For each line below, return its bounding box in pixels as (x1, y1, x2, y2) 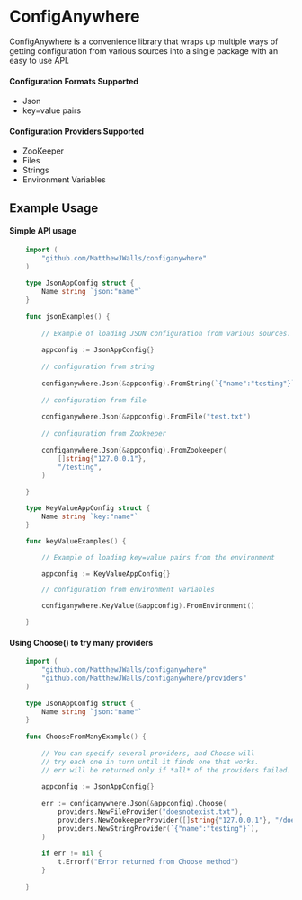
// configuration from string (41, 362, 155, 372)
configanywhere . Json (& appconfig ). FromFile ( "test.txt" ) (41, 412, 252, 421)
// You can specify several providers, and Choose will (41, 748, 255, 758)
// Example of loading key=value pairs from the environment (41, 552, 276, 562)
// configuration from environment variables (41, 586, 216, 595)
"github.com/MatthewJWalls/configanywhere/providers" (41, 674, 247, 684)
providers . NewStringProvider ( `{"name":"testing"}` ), (57, 824, 259, 833)
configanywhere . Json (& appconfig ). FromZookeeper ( (41, 446, 227, 454)
